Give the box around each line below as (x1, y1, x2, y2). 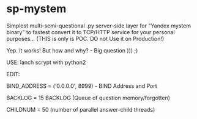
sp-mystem (6, 2, 67, 16)
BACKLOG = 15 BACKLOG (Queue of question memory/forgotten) (6, 94, 170, 101)
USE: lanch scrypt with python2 (6, 59, 86, 66)
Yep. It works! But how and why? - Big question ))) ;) (6, 46, 138, 54)
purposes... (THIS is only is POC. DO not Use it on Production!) (6, 35, 165, 42)
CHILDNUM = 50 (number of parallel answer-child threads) (6, 106, 155, 113)
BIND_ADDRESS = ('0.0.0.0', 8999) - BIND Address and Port (6, 82, 157, 90)
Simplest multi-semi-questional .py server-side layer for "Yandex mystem (6, 22, 191, 29)
